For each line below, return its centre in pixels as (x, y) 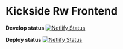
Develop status (25, 28)
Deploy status (24, 39)
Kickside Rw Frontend (62, 11)
